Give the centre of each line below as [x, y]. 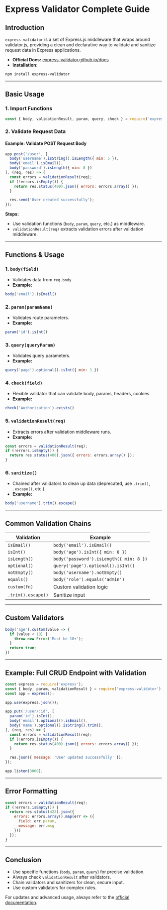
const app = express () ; [30, 693]
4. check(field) [24, 383]
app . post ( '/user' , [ [27, 154]
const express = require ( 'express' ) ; [44, 684]
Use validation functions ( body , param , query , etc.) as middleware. [79, 224]
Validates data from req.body [42, 279]
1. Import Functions [29, 109]
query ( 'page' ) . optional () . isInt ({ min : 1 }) [52, 370]
